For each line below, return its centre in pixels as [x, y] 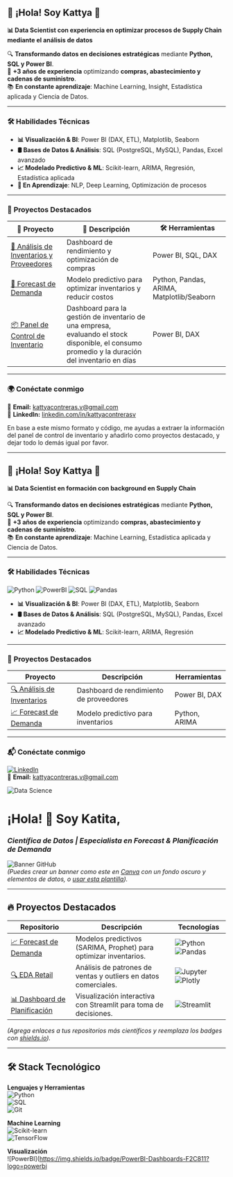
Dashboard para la [96, 308]
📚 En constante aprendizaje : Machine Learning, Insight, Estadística [105, 86]
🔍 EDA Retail [32, 975]
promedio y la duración [104, 352]
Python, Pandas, [179, 280]
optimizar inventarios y [103, 288]
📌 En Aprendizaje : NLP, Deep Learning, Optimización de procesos [112, 186]
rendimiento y [89, 251]
